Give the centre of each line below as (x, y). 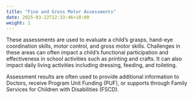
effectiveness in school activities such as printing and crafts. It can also (94, 59)
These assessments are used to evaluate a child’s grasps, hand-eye (90, 40)
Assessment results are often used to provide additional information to (93, 77)
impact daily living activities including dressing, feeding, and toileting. (92, 65)
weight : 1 (19, 23)
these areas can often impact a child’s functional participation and (87, 53)
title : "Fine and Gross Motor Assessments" (61, 12)
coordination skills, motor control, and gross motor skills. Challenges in (93, 46)
